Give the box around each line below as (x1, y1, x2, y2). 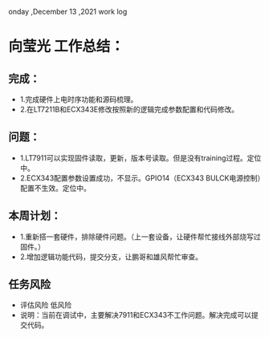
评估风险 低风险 (19, 300, 72, 310)
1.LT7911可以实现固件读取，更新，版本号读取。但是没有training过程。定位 (19, 152, 262, 163)
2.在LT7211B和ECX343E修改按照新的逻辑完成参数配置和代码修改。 (19, 104, 239, 114)
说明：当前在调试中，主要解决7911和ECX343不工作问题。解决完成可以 (19, 311, 251, 320)
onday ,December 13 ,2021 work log (8, 7, 128, 16)
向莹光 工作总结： (8, 38, 124, 55)
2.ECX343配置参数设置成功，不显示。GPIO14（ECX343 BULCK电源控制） (19, 173, 261, 183)
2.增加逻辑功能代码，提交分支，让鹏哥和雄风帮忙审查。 (19, 252, 203, 262)
